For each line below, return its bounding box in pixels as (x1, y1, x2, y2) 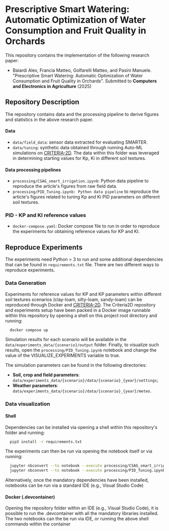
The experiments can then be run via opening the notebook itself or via (5, 448, 152, 454)
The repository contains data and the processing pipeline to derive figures (5, 111, 159, 117)
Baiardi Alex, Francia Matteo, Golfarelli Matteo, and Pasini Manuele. (12, 67, 152, 73)
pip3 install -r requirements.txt (10, 439, 82, 444)
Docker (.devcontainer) (5, 494, 55, 500)
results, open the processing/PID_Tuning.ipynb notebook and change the (5, 347, 157, 353)
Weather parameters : (12, 383, 59, 389)
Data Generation (5, 280, 46, 287)
